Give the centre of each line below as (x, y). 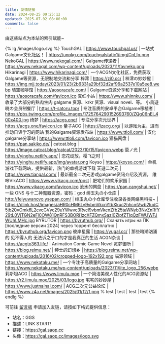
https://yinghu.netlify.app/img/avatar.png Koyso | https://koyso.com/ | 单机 (81, 162)
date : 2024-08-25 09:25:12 (33, 14)
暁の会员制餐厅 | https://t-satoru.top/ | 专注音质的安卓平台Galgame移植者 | (81, 109)
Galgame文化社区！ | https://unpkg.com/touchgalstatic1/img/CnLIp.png (77, 55)
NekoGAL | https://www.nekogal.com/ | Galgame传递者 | (62, 61)
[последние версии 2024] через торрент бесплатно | (61, 226)
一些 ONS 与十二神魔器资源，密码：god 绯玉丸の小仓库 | (62, 193)
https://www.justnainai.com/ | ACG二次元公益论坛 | (57, 286)
